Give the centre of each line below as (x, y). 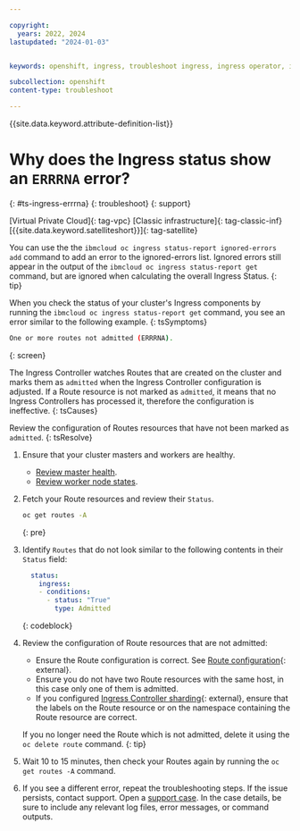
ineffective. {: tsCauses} (54, 410)
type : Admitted (83, 609)
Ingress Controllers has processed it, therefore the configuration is (132, 401)
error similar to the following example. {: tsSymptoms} (108, 322)
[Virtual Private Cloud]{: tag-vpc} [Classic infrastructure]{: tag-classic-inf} (146, 221)
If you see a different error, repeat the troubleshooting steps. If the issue (155, 788)
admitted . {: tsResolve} (51, 437)
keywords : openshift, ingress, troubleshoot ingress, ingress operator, (147, 66)
